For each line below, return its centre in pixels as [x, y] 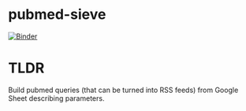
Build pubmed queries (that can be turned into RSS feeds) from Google [123, 90]
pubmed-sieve [57, 15]
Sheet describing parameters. [56, 98]
